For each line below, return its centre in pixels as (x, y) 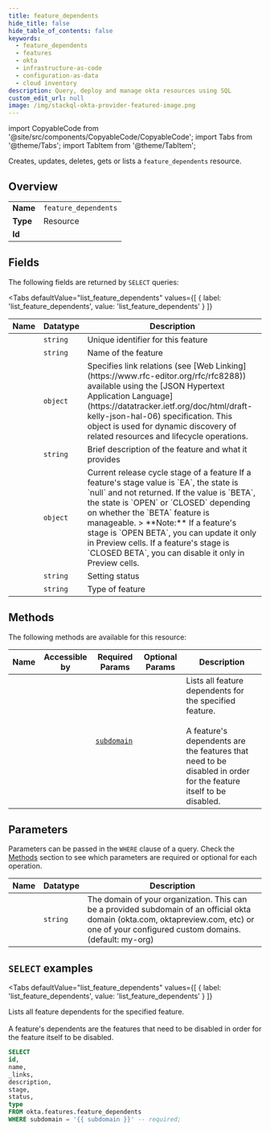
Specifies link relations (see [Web (151, 365)
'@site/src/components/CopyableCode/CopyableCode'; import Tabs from (131, 137)
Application (108, 396)
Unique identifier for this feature (147, 339)
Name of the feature (125, 352)
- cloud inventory (47, 83)
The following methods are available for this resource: (98, 637)
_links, (21, 1075)
